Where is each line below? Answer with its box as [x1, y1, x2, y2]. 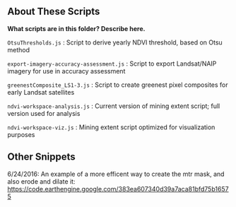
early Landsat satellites [7, 88, 75, 96]
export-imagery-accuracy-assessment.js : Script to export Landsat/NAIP [7, 59, 217, 68]
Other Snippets [7, 151, 76, 163]
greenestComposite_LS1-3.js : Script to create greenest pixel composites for [7, 81, 228, 89]
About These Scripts [7, 6, 100, 18]
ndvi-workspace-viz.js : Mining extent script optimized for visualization [7, 123, 216, 131]
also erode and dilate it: [7, 177, 76, 186]
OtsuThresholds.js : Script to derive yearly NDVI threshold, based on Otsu [7, 38, 223, 47]
